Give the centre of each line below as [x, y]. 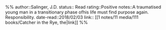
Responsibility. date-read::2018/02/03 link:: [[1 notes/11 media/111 [72, 17]
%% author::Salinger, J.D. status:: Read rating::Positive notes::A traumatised [83, 7]
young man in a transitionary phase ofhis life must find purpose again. [77, 12]
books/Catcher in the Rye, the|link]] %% [47, 22]
